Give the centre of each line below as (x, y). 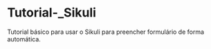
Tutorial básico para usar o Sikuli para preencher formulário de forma (106, 32)
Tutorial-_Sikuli (52, 13)
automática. (24, 39)
